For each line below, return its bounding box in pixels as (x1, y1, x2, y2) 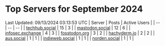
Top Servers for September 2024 (5, 3, 143, 15)
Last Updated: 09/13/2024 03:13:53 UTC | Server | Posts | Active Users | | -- (5, 20, 160, 25)
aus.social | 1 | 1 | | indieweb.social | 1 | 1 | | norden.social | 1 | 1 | (5, 35, 134, 41)
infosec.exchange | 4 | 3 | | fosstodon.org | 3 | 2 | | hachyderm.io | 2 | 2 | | (5, 30, 155, 36)
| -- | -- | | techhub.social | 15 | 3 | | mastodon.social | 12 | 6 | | (5, 24, 131, 30)
